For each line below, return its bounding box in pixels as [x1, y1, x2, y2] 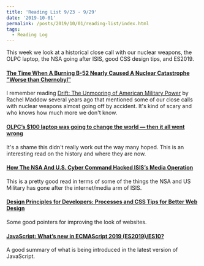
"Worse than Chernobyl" [6, 76, 72, 83]
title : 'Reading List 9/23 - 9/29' [6, 9, 97, 15]
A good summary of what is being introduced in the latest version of [6, 246, 178, 254]
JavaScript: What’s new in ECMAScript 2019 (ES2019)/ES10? [6, 232, 164, 240]
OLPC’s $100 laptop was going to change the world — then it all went [6, 123, 185, 130]
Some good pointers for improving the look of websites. [6, 218, 147, 225]
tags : [6, 26, 20, 33]
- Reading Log [12, 32, 48, 38]
